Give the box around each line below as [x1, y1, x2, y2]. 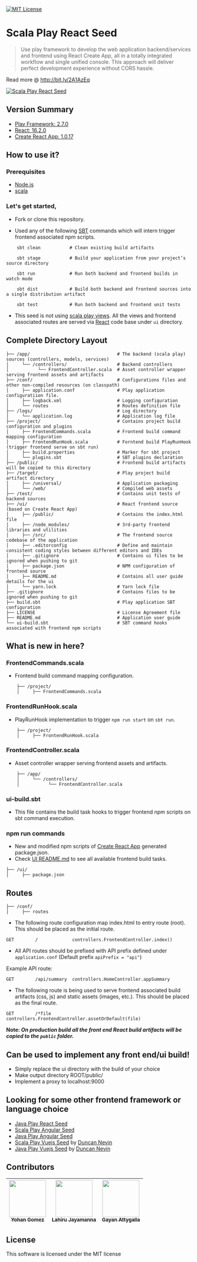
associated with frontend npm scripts [6, 625, 101, 631]
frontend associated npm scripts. [14, 233, 96, 240]
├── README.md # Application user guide [6, 614, 181, 620]
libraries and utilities [6, 526, 67, 533]
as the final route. [14, 999, 58, 1007]
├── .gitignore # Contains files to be [6, 588, 176, 595]
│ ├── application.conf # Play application [6, 387, 165, 393]
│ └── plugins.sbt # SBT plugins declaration [6, 454, 183, 460]
